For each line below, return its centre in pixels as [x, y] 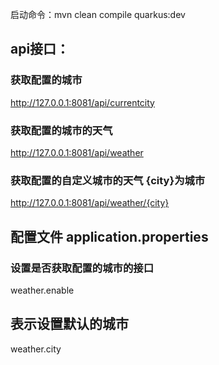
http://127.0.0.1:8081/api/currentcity [82, 102]
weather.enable [42, 290]
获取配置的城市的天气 [61, 130]
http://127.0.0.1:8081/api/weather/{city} [90, 203]
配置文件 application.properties [109, 236]
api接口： [40, 49]
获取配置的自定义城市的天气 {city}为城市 [108, 180]
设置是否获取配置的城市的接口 [82, 268]
